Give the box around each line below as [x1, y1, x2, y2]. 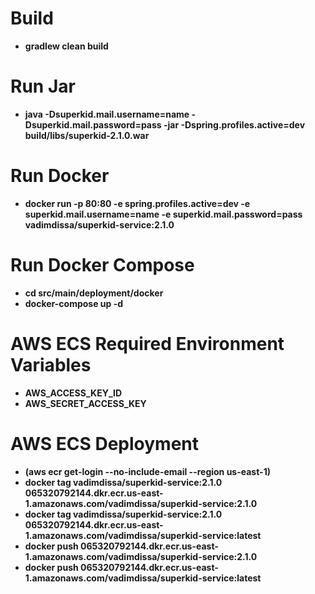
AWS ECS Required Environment [10, 332, 285, 355]
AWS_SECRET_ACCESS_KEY [24, 397, 147, 409]
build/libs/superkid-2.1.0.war [24, 129, 150, 141]
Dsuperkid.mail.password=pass [24, 118, 162, 131]
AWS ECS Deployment [10, 432, 200, 455]
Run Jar [10, 75, 76, 98]
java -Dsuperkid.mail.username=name [24, 108, 190, 120]
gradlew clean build [24, 40, 109, 52]
